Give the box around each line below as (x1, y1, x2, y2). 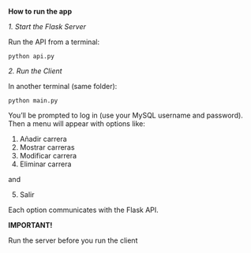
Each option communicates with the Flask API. (8, 205, 159, 214)
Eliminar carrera (19, 159, 72, 169)
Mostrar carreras (19, 143, 75, 152)
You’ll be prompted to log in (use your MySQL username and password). (8, 110, 243, 120)
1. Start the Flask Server (8, 22, 87, 31)
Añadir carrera (19, 134, 67, 143)
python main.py (8, 97, 58, 105)
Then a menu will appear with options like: (8, 119, 146, 128)
